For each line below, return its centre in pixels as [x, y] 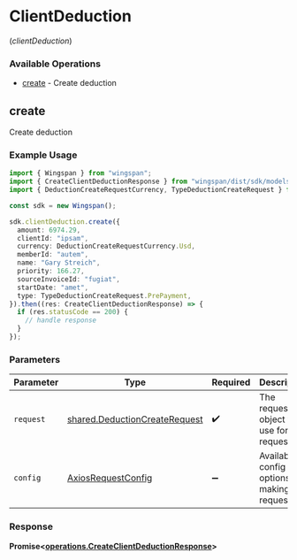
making [274, 489]
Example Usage [43, 155]
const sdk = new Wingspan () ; [63, 205]
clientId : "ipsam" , [53, 238]
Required [231, 382]
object [272, 419]
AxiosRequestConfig [110, 478]
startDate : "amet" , [53, 288]
